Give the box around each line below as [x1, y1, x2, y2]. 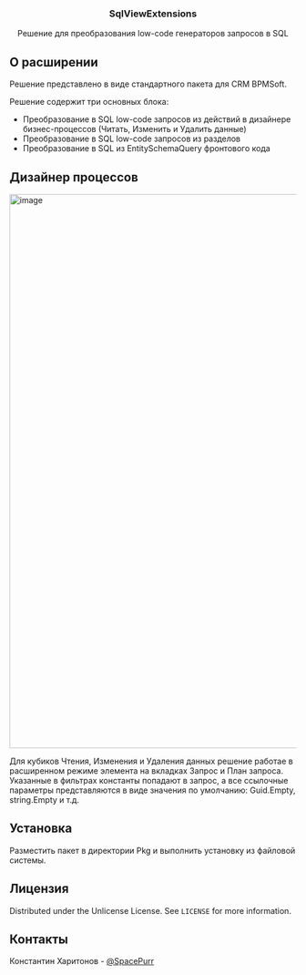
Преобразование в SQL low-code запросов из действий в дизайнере [22, 114, 291, 125]
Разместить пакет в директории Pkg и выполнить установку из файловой [9, 845, 296, 856]
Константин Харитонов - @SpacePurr [9, 956, 155, 967]
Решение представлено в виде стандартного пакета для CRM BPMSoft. [9, 78, 287, 89]
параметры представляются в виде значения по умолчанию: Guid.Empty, [9, 785, 296, 795]
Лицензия [9, 881, 69, 897]
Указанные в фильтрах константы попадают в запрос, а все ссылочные [9, 775, 289, 785]
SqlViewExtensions [108, 7, 198, 20]
